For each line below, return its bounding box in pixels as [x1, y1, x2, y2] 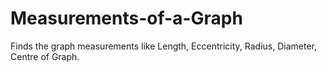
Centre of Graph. [10, 50, 80, 62]
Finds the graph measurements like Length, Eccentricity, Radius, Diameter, [10, 40, 317, 52]
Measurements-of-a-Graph [10, 7, 243, 30]
